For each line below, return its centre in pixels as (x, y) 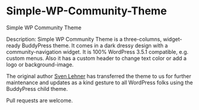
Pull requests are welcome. (39, 100)
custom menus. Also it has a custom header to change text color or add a (97, 58)
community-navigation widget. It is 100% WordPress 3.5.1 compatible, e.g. (97, 51)
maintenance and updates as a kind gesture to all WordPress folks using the (99, 82)
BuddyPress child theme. (37, 88)
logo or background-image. (40, 65)
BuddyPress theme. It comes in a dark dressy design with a (95, 45)
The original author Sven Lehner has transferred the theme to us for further (99, 76)
